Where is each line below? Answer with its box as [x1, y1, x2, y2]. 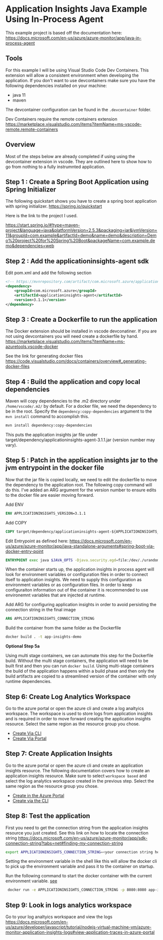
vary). [5, 442, 17, 448]
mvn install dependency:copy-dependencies [5, 423, 92, 428]
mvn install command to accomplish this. [5, 414, 89, 419]
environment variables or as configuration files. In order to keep [5, 582, 133, 588]
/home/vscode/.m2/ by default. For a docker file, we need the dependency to [5, 403, 157, 409]
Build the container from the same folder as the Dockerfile [5, 625, 121, 631]
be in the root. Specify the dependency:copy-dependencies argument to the [5, 408, 152, 414]
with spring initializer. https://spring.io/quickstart [5, 203, 102, 209]
